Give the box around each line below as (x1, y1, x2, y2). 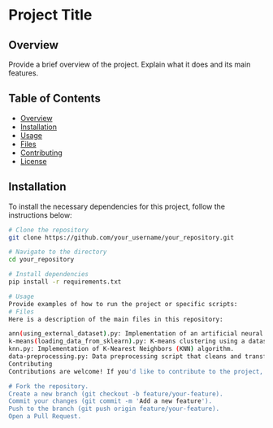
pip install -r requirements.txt (8, 278, 122, 286)
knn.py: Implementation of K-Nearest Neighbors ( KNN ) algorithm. (8, 345, 234, 353)
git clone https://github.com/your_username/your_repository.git (8, 233, 234, 241)
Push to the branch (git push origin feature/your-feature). (8, 404, 220, 413)
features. (8, 68, 39, 78)
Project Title (8, 6, 93, 24)
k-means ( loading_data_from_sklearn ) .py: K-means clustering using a (8, 337, 245, 346)
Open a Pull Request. (8, 413, 82, 421)
